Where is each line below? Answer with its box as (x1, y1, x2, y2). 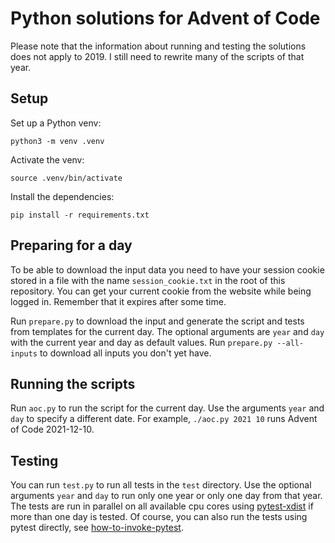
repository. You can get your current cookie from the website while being (10, 285, 312, 297)
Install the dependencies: (10, 190, 115, 202)
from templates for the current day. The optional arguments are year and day (10, 325, 325, 337)
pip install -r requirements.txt (10, 210, 150, 220)
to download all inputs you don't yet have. (39, 347, 212, 359)
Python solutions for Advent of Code (10, 7, 321, 30)
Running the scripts (10, 375, 136, 392)
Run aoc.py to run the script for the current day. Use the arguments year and (10, 402, 325, 414)
